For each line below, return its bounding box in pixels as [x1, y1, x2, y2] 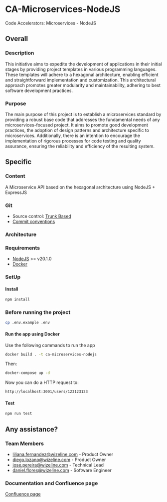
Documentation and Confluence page [5, 479, 98, 486]
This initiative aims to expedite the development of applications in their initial [5, 61, 162, 67]
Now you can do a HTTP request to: [5, 379, 79, 385]
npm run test [5, 411, 32, 416]
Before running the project [5, 309, 71, 316]
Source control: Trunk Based [12, 213, 71, 219]
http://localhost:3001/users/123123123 [5, 389, 88, 394]
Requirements [5, 244, 40, 251]
